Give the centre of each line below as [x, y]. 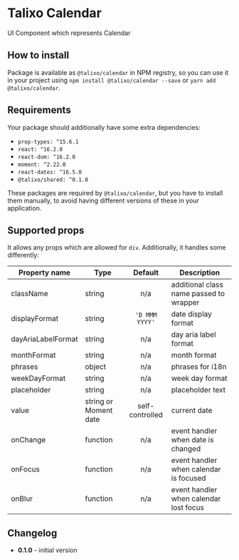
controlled [146, 415]
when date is [192, 440]
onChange [28, 440]
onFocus [26, 469]
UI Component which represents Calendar [69, 33]
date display [191, 314]
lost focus [188, 508]
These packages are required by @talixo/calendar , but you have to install [115, 193]
